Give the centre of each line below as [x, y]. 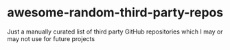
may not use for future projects [51, 38]
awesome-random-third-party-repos [115, 13]
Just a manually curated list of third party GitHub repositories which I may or [115, 32]
